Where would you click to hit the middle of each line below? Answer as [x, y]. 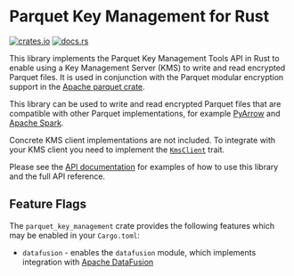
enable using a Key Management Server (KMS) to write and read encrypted [147, 68]
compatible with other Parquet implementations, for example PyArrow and [145, 113]
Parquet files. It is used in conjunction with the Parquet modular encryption [147, 77]
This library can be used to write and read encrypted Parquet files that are [145, 103]
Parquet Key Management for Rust [139, 16]
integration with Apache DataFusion [88, 262]
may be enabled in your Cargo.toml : [75, 235]
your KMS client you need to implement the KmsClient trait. [117, 150]
